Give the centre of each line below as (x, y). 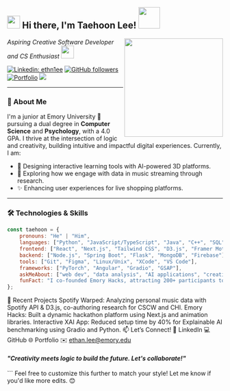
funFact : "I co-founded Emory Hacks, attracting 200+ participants (117, 281)
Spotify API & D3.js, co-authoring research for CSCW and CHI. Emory (105, 307)
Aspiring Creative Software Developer (61, 42)
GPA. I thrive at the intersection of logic (62, 138)
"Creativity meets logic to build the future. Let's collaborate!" (97, 358)
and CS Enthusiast (33, 56)
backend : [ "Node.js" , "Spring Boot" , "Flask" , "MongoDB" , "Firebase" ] (122, 255)
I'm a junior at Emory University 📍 (54, 116)
